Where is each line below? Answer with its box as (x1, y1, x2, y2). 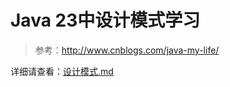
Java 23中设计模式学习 (10, 9, 201, 32)
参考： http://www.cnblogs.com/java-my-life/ (34, 44, 220, 56)
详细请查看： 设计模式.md (10, 65, 114, 77)
